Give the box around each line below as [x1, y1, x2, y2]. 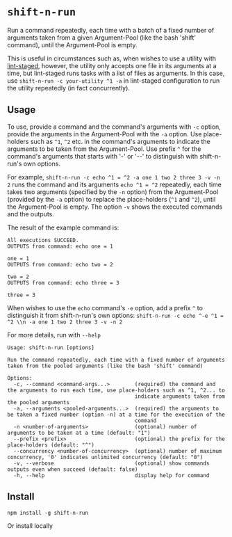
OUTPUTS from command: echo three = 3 [7, 279, 119, 287]
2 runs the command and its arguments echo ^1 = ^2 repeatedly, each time [7, 180, 222, 189]
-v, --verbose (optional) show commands [13, 460, 210, 467]
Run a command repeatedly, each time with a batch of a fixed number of [7, 26, 215, 34]
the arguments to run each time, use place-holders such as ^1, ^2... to [7, 387, 226, 394]
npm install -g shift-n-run [7, 509, 89, 516]
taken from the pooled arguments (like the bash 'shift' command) [7, 362, 204, 369]
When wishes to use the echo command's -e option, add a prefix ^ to [7, 303, 204, 312]
